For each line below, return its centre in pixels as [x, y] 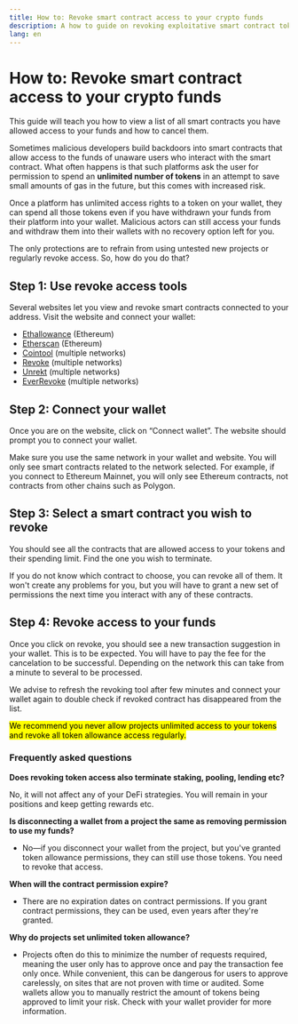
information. [44, 1011]
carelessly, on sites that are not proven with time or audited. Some [143, 982]
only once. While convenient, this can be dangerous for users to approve [155, 973]
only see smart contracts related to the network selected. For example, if [142, 467]
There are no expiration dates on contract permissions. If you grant [145, 901]
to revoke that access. [63, 867]
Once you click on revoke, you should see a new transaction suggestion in [145, 644]
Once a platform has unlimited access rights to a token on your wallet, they [146, 203]
